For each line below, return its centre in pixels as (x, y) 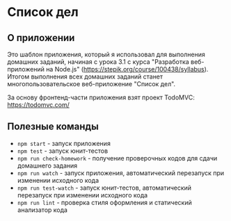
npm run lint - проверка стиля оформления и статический (105, 202)
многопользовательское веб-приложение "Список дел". (91, 84)
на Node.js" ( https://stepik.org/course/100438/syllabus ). (127, 69)
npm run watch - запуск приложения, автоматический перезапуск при (121, 173)
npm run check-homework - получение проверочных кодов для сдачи (117, 158)
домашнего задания (47, 165)
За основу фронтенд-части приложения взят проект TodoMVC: (101, 97)
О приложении (41, 38)
